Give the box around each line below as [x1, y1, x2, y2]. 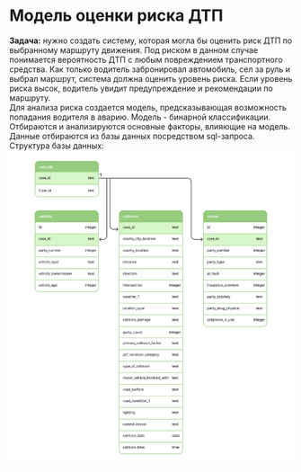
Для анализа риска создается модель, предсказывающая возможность [9, 102, 288, 112]
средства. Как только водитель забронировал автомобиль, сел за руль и [9, 64, 290, 75]
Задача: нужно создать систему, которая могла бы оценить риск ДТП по [9, 35, 293, 46]
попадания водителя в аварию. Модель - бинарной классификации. [9, 111, 271, 122]
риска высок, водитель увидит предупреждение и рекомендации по [9, 83, 274, 94]
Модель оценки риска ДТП [9, 5, 224, 26]
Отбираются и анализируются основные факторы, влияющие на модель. [9, 120, 290, 131]
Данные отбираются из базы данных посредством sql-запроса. [9, 130, 255, 141]
